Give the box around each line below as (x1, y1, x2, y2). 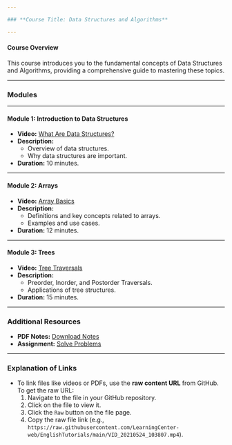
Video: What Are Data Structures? (17, 130, 115, 138)
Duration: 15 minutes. (17, 293, 79, 301)
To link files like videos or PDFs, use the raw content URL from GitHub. (17, 379, 219, 387)
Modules (7, 90, 38, 99)
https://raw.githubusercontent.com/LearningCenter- (27, 424, 180, 431)
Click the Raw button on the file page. (27, 408, 133, 417)
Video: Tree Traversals (17, 264, 83, 272)
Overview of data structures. (27, 144, 109, 152)
